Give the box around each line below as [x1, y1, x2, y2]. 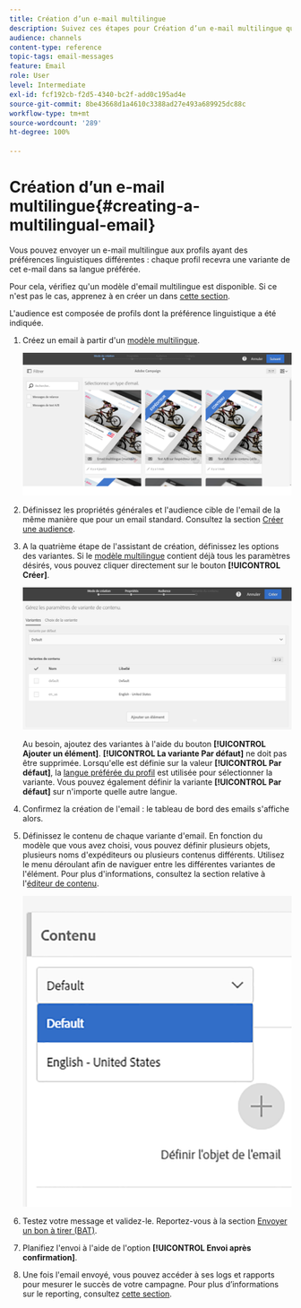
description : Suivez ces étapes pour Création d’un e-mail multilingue [9, 23, 282, 33]
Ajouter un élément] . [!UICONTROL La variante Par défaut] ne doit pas [21, 748, 288, 759]
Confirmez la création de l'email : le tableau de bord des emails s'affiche [21, 803, 289, 814]
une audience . [21, 524, 76, 535]
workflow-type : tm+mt [9, 108, 90, 118]
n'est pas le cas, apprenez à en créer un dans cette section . [9, 290, 230, 301]
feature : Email [9, 62, 66, 71]
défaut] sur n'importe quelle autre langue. [21, 786, 177, 796]
